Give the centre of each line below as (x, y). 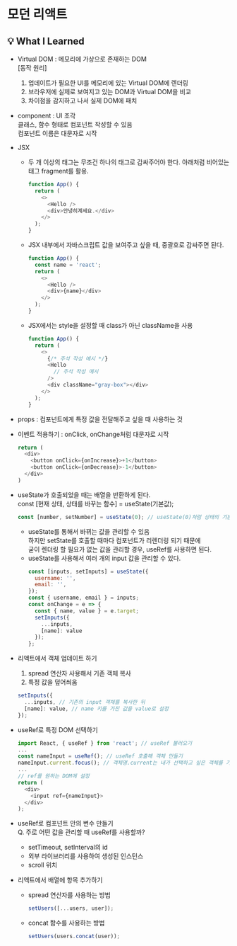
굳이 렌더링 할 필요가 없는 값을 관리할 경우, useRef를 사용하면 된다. (120, 549)
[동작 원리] (32, 68)
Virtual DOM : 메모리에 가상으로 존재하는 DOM (82, 59)
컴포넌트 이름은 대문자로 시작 (57, 133)
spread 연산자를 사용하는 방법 (69, 895)
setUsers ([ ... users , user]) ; (71, 908)
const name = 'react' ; (68, 265)
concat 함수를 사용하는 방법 (66, 923)
